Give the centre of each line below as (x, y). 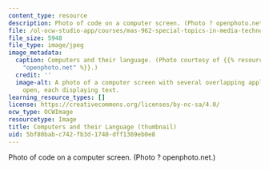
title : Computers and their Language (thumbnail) (93, 127)
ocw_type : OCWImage (41, 113)
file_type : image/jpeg (46, 45)
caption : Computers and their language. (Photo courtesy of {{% (125, 61)
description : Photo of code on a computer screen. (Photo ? (111, 23)
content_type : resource (48, 16)
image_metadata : (35, 53)
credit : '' (34, 75)
